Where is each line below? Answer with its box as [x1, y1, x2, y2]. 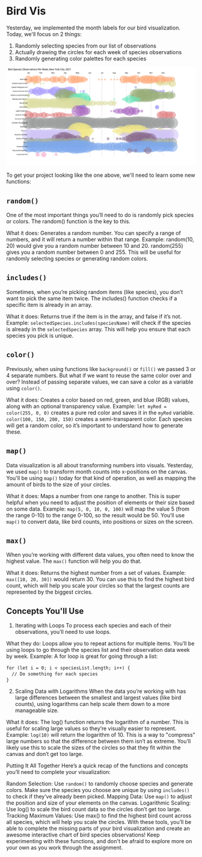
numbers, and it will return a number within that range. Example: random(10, [6, 236, 194, 243]
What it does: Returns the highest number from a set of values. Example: [6, 570, 186, 577]
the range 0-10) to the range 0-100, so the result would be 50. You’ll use [6, 511, 185, 518]
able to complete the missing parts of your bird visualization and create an [6, 825, 191, 832]
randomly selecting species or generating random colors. [6, 255, 148, 262]
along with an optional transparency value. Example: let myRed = [6, 402, 167, 410]
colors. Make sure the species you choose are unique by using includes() [6, 787, 190, 794]
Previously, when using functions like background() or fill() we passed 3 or [6, 365, 196, 372]
